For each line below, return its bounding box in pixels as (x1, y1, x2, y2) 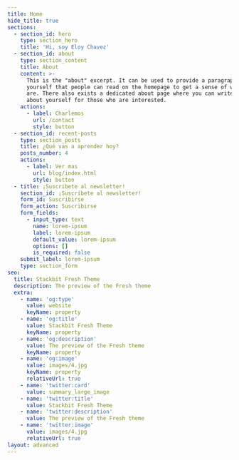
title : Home (7, 10, 43, 18)
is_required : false (33, 249, 91, 257)
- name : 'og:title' (20, 315, 78, 323)
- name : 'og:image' (20, 355, 78, 362)
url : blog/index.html (33, 169, 97, 177)
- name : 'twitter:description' (20, 408, 113, 416)
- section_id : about (14, 51, 75, 58)
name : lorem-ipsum (33, 223, 87, 230)
